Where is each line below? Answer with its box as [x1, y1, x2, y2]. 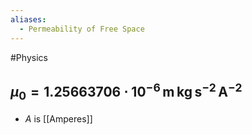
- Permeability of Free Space [19, 24, 145, 34]
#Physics [10, 51, 48, 63]
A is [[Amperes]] [24, 112, 93, 125]
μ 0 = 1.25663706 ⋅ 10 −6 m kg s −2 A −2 [10, 80, 243, 103]
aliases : [10, 14, 47, 25]
